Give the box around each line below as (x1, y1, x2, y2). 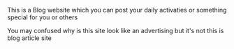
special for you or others (7, 13, 78, 21)
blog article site (7, 34, 52, 42)
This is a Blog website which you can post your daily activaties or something (7, 6, 227, 14)
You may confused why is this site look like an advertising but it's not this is (7, 27, 224, 35)
